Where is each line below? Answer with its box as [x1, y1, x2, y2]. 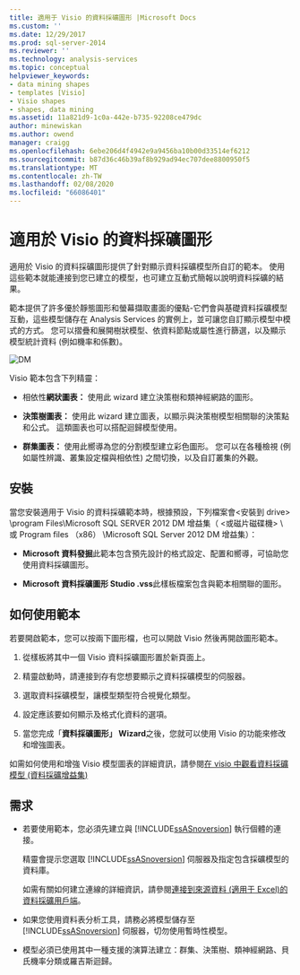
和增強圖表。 [21, 739, 70, 750]
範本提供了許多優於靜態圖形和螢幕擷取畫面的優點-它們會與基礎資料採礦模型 [9, 302, 288, 313]
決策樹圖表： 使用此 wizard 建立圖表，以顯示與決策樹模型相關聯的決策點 [21, 410, 289, 422]
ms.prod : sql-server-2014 [9, 38, 106, 48]
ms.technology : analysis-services [9, 55, 139, 64]
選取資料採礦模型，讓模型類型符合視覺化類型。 [21, 690, 195, 701]
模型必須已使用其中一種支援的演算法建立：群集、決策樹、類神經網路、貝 [21, 945, 289, 955]
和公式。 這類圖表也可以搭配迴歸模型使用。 [21, 422, 182, 432]
